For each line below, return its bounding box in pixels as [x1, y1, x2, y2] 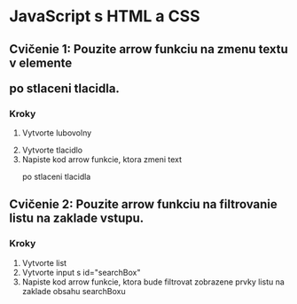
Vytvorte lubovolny [21, 127, 92, 138]
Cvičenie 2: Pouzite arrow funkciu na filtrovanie [9, 197, 277, 212]
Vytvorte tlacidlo [21, 144, 82, 155]
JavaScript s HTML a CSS [9, 6, 201, 27]
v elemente [9, 55, 73, 70]
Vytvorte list [21, 257, 67, 268]
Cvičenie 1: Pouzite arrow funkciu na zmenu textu [9, 42, 288, 57]
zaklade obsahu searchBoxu [21, 285, 126, 296]
